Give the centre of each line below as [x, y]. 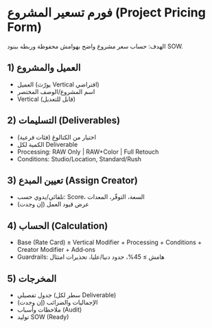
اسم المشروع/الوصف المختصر [56, 91]
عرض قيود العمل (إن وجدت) [53, 204]
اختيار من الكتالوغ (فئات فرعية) [57, 137]
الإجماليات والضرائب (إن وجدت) [57, 302]
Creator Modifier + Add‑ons [56, 250]
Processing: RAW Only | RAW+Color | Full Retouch [88, 152]
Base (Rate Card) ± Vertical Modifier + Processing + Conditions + [109, 242]
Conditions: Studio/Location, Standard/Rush [79, 159]
